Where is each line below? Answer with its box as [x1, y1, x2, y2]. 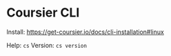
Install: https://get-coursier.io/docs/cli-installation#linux [6, 28, 165, 36]
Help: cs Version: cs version [6, 41, 88, 49]
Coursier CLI [6, 5, 80, 21]
